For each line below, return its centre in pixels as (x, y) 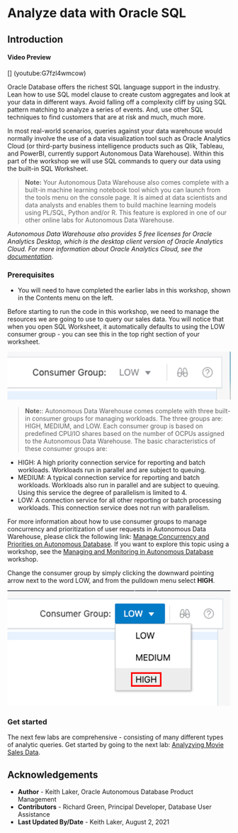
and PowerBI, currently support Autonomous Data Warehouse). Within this (116, 153)
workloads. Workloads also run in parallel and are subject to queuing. (119, 485)
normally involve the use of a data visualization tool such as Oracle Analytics (119, 138)
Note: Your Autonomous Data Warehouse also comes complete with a (126, 182)
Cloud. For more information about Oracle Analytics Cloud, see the (105, 249)
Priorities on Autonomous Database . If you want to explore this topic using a (118, 544)
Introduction (35, 39)
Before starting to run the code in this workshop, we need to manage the (113, 312)
